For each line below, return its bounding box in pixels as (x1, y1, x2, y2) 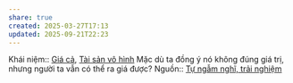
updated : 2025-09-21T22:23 (8, 29, 109, 38)
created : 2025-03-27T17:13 (8, 21, 109, 30)
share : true (8, 12, 53, 22)
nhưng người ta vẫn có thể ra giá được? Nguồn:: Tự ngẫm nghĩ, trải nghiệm (8, 63, 282, 74)
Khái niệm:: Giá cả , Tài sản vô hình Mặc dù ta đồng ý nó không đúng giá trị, (8, 54, 285, 65)
